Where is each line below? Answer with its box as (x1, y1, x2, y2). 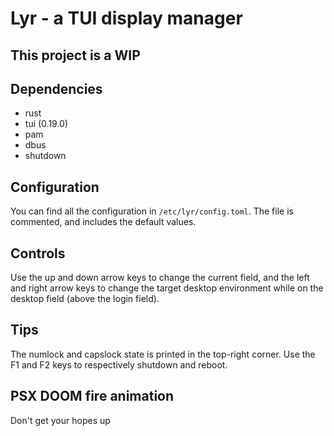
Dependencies (10, 80, 103, 97)
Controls (10, 245, 66, 262)
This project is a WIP (10, 47, 141, 64)
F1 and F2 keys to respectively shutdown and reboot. (10, 358, 228, 371)
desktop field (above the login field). (10, 293, 160, 305)
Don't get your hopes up (10, 414, 111, 426)
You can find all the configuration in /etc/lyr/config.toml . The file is (10, 205, 294, 217)
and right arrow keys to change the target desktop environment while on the (10, 282, 324, 294)
